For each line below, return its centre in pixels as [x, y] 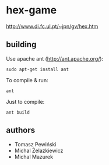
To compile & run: [27, 80]
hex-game [31, 10]
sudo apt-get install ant [37, 69]
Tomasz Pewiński [35, 144]
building [21, 45]
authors [21, 130]
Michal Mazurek [34, 157]
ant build [18, 112]
